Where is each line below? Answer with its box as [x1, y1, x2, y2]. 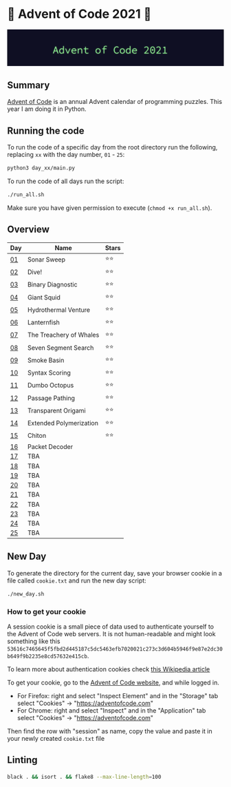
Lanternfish [27, 318, 60, 326]
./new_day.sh [7, 590, 45, 598]
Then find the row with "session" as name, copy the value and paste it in [7, 726, 212, 735]
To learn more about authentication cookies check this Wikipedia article [7, 664, 210, 673]
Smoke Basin [27, 356, 65, 364]
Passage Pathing [27, 394, 76, 402]
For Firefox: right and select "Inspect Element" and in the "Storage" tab [16, 691, 219, 700]
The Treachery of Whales [27, 330, 100, 339]
